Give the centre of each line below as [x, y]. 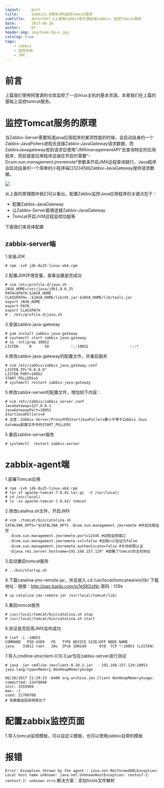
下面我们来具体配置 [24, 227]
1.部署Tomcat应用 [23, 479]
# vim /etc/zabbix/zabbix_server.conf [45, 402]
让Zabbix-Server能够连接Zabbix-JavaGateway [59, 210]
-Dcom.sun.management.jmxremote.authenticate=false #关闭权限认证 [76, 546]
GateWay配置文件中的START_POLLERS [38, 425]
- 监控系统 [23, 50]
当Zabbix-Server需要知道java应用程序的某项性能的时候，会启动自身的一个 [80, 138]
